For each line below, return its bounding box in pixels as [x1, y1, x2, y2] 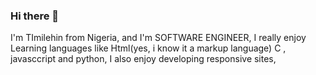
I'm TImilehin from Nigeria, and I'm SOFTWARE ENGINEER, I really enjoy [10, 32, 307, 44]
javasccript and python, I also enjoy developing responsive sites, [10, 53, 277, 65]
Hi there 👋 [10, 9, 60, 23]
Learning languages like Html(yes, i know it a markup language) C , [10, 42, 287, 54]
